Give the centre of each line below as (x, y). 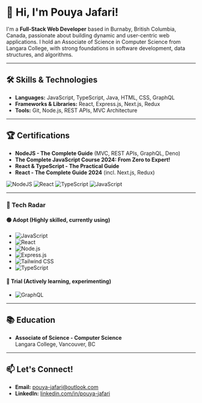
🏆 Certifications (38, 136)
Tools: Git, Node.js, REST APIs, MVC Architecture (76, 110)
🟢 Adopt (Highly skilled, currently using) (58, 220)
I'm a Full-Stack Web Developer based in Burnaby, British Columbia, (91, 29)
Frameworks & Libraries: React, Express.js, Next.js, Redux (87, 104)
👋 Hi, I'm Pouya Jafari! (63, 12)
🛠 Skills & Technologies (52, 80)
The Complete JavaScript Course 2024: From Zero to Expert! (93, 160)
